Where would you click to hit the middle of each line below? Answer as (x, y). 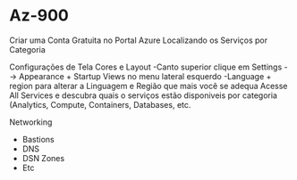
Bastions (38, 139)
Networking (31, 122)
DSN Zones (43, 158)
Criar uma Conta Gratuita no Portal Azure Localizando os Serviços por (139, 40)
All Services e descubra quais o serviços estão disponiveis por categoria (143, 95)
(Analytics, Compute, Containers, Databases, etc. (100, 104)
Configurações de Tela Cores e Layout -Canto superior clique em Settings (146, 67)
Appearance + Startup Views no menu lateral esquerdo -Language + (145, 76)
